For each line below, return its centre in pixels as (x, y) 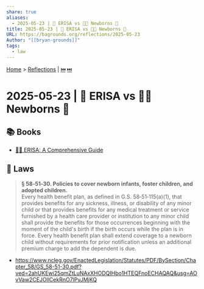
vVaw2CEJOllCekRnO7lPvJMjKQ (56, 279)
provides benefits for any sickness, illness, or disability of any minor (106, 203)
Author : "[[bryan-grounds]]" (43, 40)
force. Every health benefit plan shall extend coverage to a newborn (106, 235)
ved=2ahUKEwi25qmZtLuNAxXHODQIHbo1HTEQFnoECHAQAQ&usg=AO (106, 273)
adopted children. (44, 190)
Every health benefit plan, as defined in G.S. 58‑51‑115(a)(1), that (101, 197)
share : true (21, 12)
